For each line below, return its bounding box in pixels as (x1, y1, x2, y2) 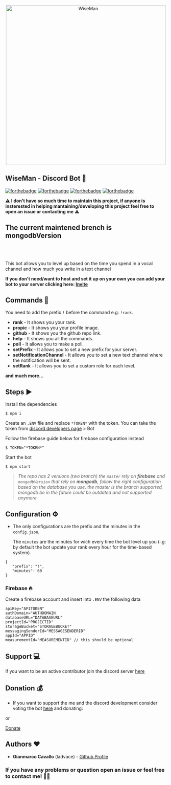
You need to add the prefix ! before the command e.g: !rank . (5, 310, 134, 316)
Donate (5, 725, 21, 731)
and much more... (5, 373, 44, 379)
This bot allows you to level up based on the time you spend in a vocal (5, 260, 153, 266)
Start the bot (5, 454, 32, 461)
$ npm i (5, 411, 22, 417)
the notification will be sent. (12, 357, 71, 363)
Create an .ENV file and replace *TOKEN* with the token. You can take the (5, 420, 156, 426)
